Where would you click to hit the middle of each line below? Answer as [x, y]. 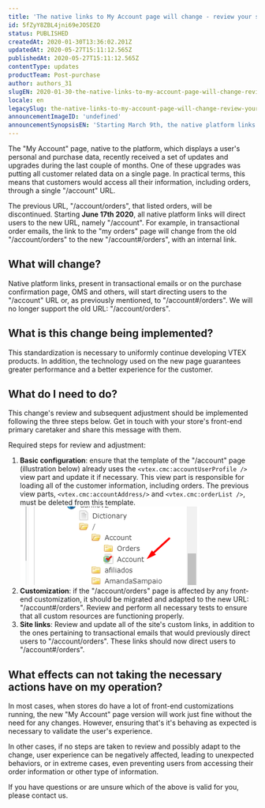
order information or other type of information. [84, 772]
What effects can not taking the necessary [115, 675]
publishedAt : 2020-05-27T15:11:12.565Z [74, 59]
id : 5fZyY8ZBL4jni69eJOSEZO [54, 25]
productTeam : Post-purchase [54, 75]
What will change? [54, 264]
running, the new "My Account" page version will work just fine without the [130, 715]
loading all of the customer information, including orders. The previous [134, 485]
